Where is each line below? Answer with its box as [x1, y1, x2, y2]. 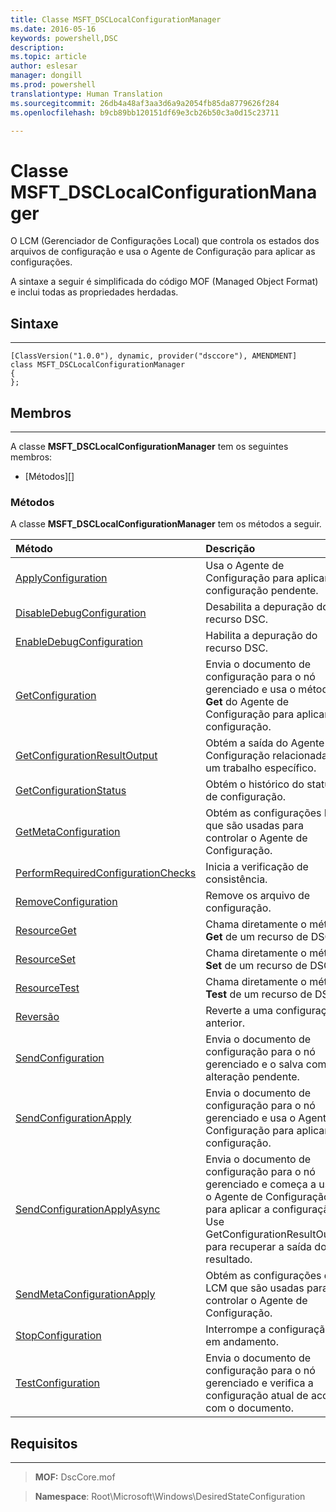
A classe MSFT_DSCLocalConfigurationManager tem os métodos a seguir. [10, 518, 322, 530]
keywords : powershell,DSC [10, 33, 118, 43]
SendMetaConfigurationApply [15, 1287, 156, 1301]
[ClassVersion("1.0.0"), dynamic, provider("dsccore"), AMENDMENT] [10, 351, 298, 361]
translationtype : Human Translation [10, 89, 163, 99]
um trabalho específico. [205, 761, 317, 775]
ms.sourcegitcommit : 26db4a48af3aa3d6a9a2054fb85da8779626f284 [10, 98, 280, 108]
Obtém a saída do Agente [205, 736, 325, 750]
